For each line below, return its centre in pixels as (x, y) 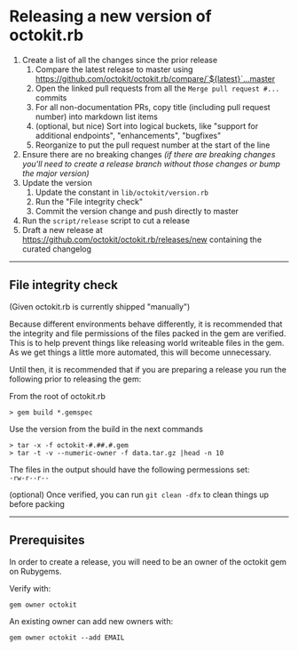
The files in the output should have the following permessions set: (129, 470)
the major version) (56, 173)
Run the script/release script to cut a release (106, 221)
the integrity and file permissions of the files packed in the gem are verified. (148, 333)
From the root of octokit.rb (58, 396)
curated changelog (56, 249)
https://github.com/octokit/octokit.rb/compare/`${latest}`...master (155, 78)
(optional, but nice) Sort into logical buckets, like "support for (147, 125)
